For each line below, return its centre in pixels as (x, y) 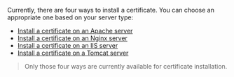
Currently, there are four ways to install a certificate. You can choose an (111, 10)
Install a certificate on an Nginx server (73, 38)
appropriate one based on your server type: (70, 17)
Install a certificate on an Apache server (75, 31)
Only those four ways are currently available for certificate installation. (126, 66)
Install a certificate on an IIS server (68, 45)
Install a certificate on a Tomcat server (73, 53)
